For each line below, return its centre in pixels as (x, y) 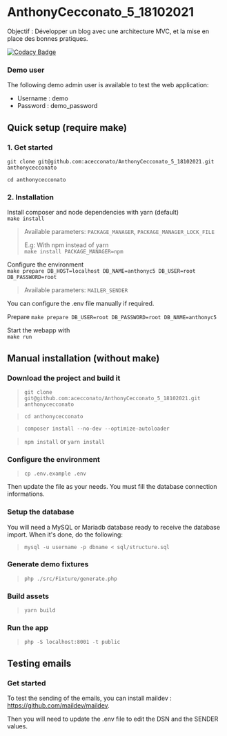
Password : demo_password (57, 106)
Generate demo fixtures (48, 564)
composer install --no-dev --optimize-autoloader (97, 429)
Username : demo (43, 98)
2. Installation (30, 197)
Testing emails (39, 663)
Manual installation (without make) (83, 358)
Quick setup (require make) (67, 128)
